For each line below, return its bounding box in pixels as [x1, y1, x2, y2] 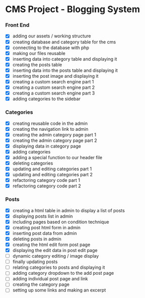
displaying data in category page [12, 143, 81, 149]
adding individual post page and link [12, 276, 88, 282]
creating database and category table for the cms [12, 39, 116, 45]
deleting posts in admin [12, 236, 62, 242]
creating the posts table [12, 62, 62, 68]
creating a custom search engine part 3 [12, 90, 95, 96]
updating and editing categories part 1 [12, 166, 92, 172]
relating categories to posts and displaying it [12, 264, 105, 271]
